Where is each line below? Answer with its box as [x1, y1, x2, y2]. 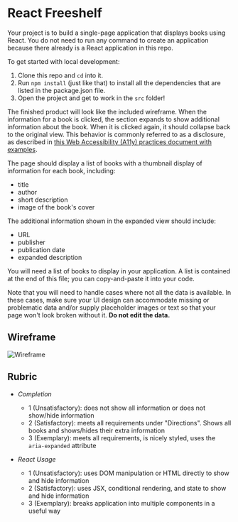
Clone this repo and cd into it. [17, 71, 104, 80]
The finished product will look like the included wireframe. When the [7, 107, 207, 116]
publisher [17, 238, 46, 246]
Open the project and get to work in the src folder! [17, 94, 166, 102]
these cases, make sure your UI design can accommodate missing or [7, 295, 210, 304]
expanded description [17, 253, 82, 261]
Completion [17, 389, 52, 398]
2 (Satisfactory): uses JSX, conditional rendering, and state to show [28, 484, 227, 492]
